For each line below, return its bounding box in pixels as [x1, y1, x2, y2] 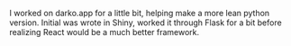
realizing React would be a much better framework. [9, 27, 200, 37]
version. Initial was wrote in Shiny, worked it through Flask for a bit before [9, 17, 282, 28]
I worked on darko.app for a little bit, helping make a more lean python [9, 8, 270, 18]
